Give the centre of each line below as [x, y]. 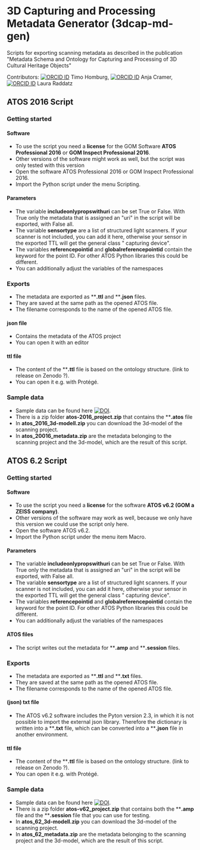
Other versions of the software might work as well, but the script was [100, 159]
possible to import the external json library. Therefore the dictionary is [101, 722]
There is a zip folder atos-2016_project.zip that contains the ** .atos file [104, 417]
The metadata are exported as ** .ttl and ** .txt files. [79, 676]
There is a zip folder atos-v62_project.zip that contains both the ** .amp [104, 809]
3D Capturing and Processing [81, 11]
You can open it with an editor [52, 343]
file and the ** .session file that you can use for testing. [83, 815]
